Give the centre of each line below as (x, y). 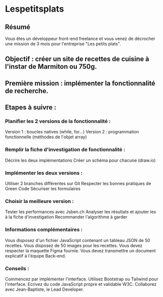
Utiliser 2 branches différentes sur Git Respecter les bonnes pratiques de (78, 184)
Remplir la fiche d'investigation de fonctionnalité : (65, 149)
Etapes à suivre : (31, 107)
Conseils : (17, 268)
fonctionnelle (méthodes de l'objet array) (46, 137)
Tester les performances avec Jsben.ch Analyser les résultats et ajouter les (81, 212)
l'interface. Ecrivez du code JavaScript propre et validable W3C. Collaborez (81, 284)
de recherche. (27, 91)
